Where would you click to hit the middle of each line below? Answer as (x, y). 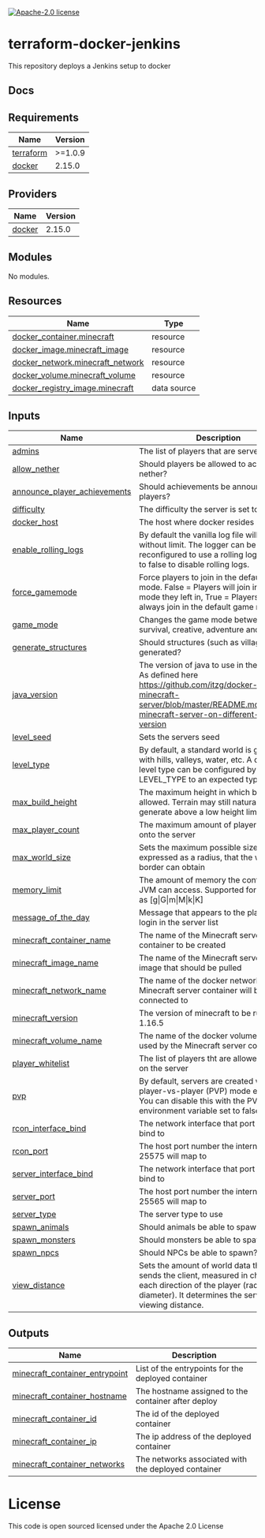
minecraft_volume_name (57, 1041)
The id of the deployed (177, 1414)
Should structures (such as (189, 643)
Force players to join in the (188, 577)
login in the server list (179, 923)
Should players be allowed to (192, 464)
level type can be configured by (198, 770)
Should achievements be (185, 487)
